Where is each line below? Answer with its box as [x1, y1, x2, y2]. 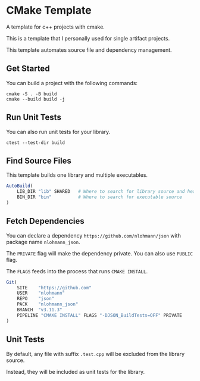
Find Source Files [6, 155, 71, 165]
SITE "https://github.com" [17, 285, 92, 291]
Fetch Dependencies [6, 216, 85, 226]
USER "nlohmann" [17, 290, 65, 296]
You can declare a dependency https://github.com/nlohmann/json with [6, 232, 182, 239]
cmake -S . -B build [6, 90, 58, 97]
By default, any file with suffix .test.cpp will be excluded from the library [6, 350, 185, 357]
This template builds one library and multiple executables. [6, 171, 148, 179]
